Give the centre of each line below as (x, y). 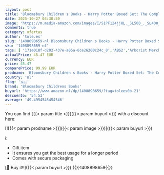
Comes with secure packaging (43, 158)
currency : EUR (20, 59)
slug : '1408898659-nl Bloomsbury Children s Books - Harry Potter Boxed (81, 41)
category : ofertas (24, 32)
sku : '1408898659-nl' (27, 46)
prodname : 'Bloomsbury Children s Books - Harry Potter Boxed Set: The (79, 73)
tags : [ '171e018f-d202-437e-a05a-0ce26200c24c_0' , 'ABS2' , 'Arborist (76, 50)
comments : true (20, 28)
